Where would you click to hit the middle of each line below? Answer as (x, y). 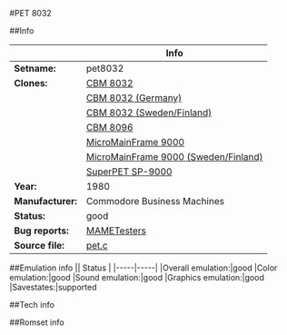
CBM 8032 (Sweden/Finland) (148, 113)
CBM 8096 (109, 128)
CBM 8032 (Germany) (134, 98)
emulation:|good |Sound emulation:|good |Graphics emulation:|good (137, 277)
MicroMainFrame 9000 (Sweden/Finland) (174, 157)
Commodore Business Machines (155, 201)
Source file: (40, 246)
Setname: (35, 69)
